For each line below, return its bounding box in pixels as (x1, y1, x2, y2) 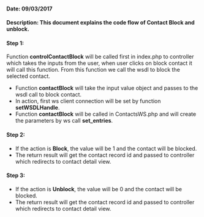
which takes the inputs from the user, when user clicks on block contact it (6, 59, 193, 67)
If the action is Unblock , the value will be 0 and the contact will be (15, 185, 183, 192)
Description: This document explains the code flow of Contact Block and (6, 19, 195, 26)
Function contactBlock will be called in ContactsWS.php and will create (15, 110, 197, 118)
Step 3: (6, 172, 26, 179)
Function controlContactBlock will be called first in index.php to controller (6, 53, 194, 61)
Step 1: (6, 39, 25, 47)
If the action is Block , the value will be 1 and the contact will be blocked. (15, 145, 197, 152)
